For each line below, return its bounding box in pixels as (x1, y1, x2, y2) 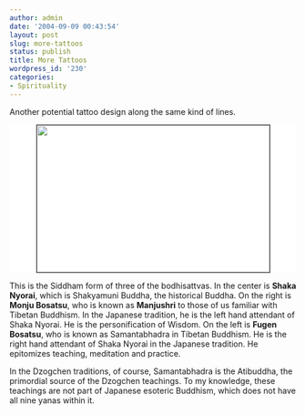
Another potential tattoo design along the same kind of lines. (9, 106, 237, 117)
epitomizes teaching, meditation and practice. (9, 348, 181, 358)
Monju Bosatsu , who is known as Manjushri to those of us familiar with (9, 299, 278, 310)
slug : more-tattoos (9, 38, 84, 48)
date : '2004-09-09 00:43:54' (9, 22, 120, 31)
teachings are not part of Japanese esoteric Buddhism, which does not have (9, 385, 296, 396)
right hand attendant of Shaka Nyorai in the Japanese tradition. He (9, 338, 259, 349)
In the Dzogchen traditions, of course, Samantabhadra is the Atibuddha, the (9, 366, 293, 377)
